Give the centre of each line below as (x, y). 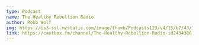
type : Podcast (24, 11)
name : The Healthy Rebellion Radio (50, 17)
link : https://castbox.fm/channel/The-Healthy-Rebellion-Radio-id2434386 (99, 33)
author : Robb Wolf (29, 22)
